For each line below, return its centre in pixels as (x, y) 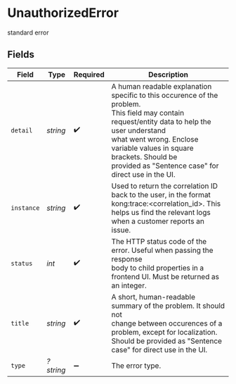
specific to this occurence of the (165, 95)
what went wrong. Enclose (155, 139)
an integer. (129, 285)
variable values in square (152, 148)
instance (25, 208)
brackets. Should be (144, 156)
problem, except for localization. (164, 332)
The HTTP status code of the (159, 241)
